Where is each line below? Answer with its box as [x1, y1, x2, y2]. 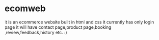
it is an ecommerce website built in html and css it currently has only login [4, 19, 154, 25]
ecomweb [4, 3, 46, 14]
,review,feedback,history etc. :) [4, 29, 67, 35]
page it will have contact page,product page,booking [4, 24, 111, 30]
